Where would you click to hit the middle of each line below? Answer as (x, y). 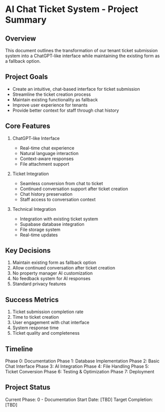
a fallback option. (23, 61)
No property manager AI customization (52, 273)
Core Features (28, 126)
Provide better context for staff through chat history (65, 110)
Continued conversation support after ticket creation (74, 189)
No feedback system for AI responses (51, 279)
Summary (26, 20)
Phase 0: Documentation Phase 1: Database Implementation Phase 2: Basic (82, 361)
